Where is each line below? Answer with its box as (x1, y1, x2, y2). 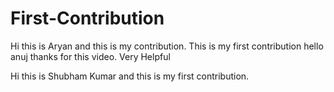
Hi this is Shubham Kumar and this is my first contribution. (10, 70, 250, 82)
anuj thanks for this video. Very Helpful (10, 50, 171, 62)
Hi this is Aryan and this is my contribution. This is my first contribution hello (10, 40, 324, 52)
